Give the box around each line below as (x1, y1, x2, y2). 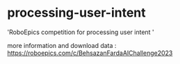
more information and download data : (7, 41, 117, 49)
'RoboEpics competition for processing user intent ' (7, 28, 154, 36)
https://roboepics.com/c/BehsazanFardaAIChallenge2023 (7, 49, 173, 57)
